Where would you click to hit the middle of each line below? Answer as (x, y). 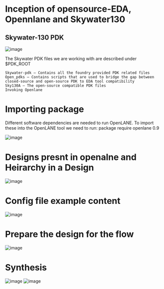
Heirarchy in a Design (49, 168)
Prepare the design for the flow (70, 234)
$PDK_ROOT (18, 64)
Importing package (45, 109)
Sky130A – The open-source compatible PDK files (56, 86)
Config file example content (63, 201)
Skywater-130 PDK (35, 37)
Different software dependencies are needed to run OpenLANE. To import (79, 123)
